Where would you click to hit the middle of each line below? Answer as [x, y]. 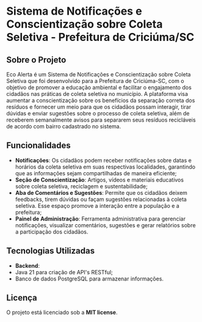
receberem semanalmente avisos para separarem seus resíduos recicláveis [101, 120]
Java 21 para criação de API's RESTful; [64, 272]
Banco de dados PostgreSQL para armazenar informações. [89, 279]
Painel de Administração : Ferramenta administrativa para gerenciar [100, 219]
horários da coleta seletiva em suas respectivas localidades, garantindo [105, 167]
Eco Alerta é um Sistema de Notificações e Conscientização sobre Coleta [99, 74]
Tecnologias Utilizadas [51, 251]
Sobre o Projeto [36, 60]
